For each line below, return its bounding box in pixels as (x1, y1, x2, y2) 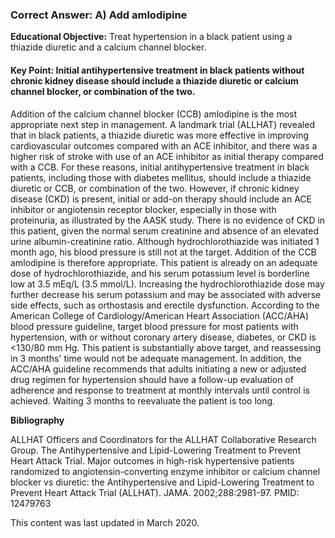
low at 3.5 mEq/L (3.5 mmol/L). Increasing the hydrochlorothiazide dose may (10, 278, 325, 290)
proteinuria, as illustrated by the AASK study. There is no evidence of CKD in (10, 214, 326, 226)
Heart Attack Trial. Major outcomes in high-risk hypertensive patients (10, 454, 295, 467)
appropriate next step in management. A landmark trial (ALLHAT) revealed (10, 118, 315, 130)
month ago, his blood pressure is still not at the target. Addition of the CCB (10, 246, 317, 258)
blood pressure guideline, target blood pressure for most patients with (10, 320, 299, 332)
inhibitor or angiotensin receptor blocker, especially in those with (10, 203, 277, 215)
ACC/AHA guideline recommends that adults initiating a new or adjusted (10, 363, 307, 375)
